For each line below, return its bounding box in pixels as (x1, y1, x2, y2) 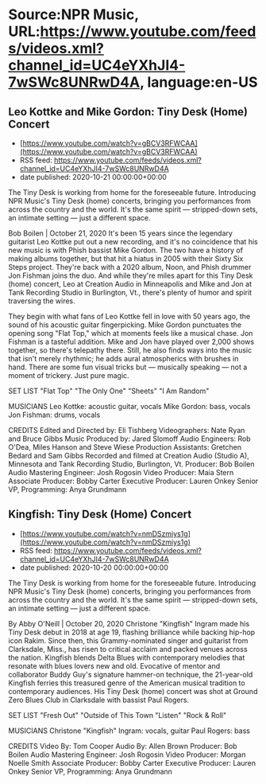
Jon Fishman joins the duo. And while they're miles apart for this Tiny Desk (8, 271, 253, 280)
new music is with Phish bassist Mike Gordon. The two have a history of (8, 245, 244, 255)
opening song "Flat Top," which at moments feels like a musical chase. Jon (8, 329, 253, 337)
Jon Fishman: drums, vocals (8, 410, 101, 419)
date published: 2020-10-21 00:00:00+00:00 (19, 173, 167, 181)
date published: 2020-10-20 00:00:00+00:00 (19, 563, 169, 572)
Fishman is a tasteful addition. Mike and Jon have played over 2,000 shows (8, 337, 255, 346)
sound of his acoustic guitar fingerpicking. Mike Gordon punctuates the (8, 320, 242, 330)
